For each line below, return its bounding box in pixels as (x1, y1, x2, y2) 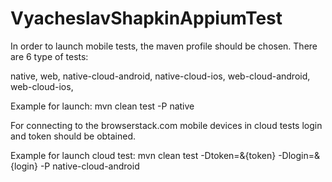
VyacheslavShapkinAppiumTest (10, 7, 283, 30)
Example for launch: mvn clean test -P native (10, 100, 195, 112)
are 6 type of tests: (10, 50, 89, 62)
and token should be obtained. (10, 130, 137, 142)
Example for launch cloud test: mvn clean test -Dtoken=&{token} (10, 149, 277, 161)
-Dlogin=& (278, 149, 320, 161)
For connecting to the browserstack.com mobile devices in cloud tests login (10, 119, 323, 131)
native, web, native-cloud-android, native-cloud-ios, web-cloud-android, (10, 70, 311, 82)
